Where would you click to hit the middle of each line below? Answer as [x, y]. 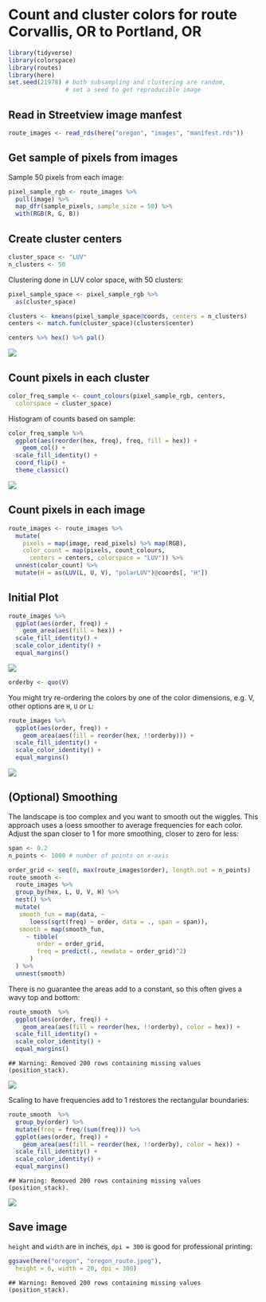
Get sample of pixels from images [93, 158]
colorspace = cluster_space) [64, 403]
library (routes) [35, 68]
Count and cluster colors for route [123, 15]
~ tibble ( [42, 937]
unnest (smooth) [41, 974]
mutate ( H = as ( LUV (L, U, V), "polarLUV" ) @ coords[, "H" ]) [112, 573]
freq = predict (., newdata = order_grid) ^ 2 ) [112, 951]
